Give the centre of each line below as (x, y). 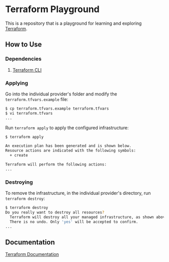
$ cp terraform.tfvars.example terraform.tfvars (57, 109)
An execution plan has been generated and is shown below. (68, 146)
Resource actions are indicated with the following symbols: (71, 151)
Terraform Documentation (32, 254)
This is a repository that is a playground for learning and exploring (73, 23)
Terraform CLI (27, 70)
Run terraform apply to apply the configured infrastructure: (67, 128)
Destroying (19, 182)
